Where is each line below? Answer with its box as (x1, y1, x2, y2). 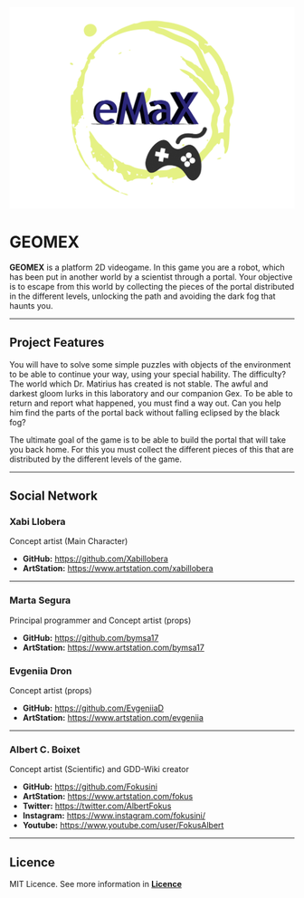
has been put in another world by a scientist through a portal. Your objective (9, 271, 293, 282)
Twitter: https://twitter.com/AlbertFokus (22, 800, 172, 812)
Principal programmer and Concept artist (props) (9, 615, 192, 626)
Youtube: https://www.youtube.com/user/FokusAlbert (22, 820, 224, 831)
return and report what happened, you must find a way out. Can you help (9, 397, 281, 408)
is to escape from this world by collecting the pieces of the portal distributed (9, 281, 295, 291)
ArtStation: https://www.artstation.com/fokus (22, 791, 194, 802)
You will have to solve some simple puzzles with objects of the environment (9, 358, 291, 369)
